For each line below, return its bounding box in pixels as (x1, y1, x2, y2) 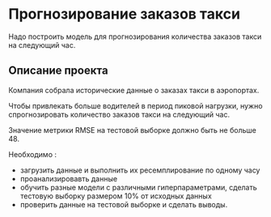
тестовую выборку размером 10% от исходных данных (19, 191, 212, 201)
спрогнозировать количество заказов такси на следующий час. (8, 109, 231, 119)
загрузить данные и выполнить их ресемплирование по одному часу (19, 165, 260, 175)
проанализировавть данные (19, 173, 118, 183)
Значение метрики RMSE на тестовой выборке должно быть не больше (8, 125, 256, 134)
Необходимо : (8, 149, 57, 159)
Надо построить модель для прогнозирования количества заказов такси (8, 32, 262, 41)
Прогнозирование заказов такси (8, 5, 241, 23)
